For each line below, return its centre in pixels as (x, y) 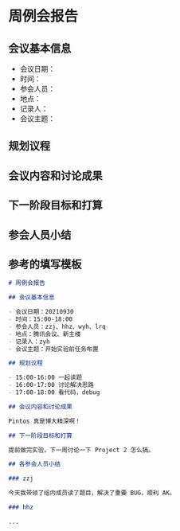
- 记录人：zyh (29, 342)
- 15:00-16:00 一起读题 (45, 378)
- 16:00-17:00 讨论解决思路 (51, 385)
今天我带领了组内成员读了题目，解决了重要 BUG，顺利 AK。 (92, 493)
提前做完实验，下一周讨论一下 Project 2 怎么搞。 (81, 450)
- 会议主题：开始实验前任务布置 (53, 349)
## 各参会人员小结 (35, 464)
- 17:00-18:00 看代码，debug (54, 392)
